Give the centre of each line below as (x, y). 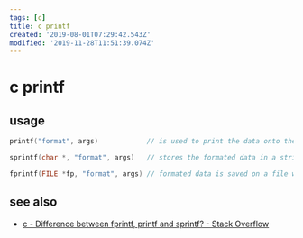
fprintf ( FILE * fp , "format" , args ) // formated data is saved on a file (149, 174)
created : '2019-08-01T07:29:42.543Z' (80, 34)
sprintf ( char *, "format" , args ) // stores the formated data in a (143, 158)
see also (33, 202)
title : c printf (40, 26)
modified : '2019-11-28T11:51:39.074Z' (82, 43)
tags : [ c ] (28, 18)
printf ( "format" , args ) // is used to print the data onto (145, 142)
